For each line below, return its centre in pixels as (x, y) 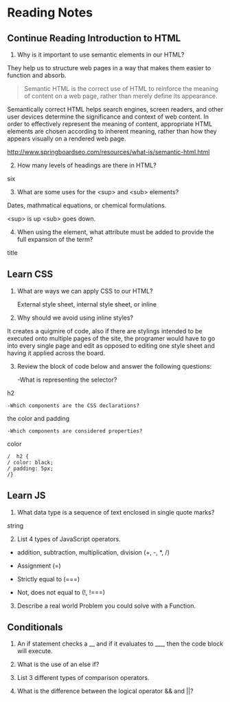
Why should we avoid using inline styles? (75, 318)
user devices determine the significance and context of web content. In (108, 116)
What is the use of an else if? (58, 664)
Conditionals (35, 627)
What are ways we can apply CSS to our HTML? (85, 291)
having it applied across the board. (56, 353)
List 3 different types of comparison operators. (83, 678)
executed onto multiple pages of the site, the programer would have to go (111, 338)
